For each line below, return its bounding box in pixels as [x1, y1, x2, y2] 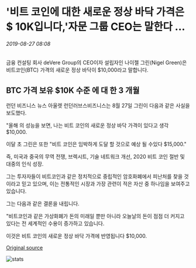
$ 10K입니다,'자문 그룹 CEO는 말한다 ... [6, 20, 185, 33]
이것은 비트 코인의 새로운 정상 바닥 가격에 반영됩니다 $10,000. [6, 233, 147, 240]
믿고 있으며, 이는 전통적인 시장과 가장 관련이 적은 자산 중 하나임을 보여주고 [21, 180, 190, 187]
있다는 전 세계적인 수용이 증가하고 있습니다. [6, 220, 105, 227]
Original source [6, 244, 43, 252]
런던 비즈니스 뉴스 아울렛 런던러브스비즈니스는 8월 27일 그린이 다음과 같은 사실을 [6, 102, 190, 109]
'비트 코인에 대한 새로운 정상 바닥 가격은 [6, 5, 185, 19]
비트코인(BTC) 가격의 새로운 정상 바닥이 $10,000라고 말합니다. [6, 66, 149, 73]
